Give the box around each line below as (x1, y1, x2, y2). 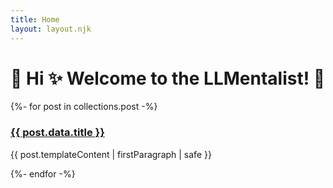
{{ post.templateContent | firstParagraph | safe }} (10, 148, 212, 160)
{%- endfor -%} (10, 167, 76, 180)
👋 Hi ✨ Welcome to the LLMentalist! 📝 (10, 67, 326, 90)
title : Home (10, 14, 60, 25)
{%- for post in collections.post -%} (10, 101, 158, 113)
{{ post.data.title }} (10, 126, 105, 140)
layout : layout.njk (10, 24, 92, 34)
